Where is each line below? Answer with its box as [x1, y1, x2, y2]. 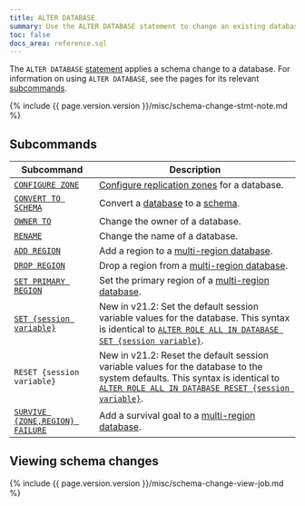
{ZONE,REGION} [14, 416, 75, 427]
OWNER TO [14, 216, 52, 227]
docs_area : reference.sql [9, 38, 107, 48]
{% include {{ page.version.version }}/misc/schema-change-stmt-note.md [9, 101, 288, 112]
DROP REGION [14, 261, 66, 271]
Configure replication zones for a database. [98, 179, 284, 192]
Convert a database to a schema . [98, 197, 241, 210]
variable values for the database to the [98, 361, 263, 373]
